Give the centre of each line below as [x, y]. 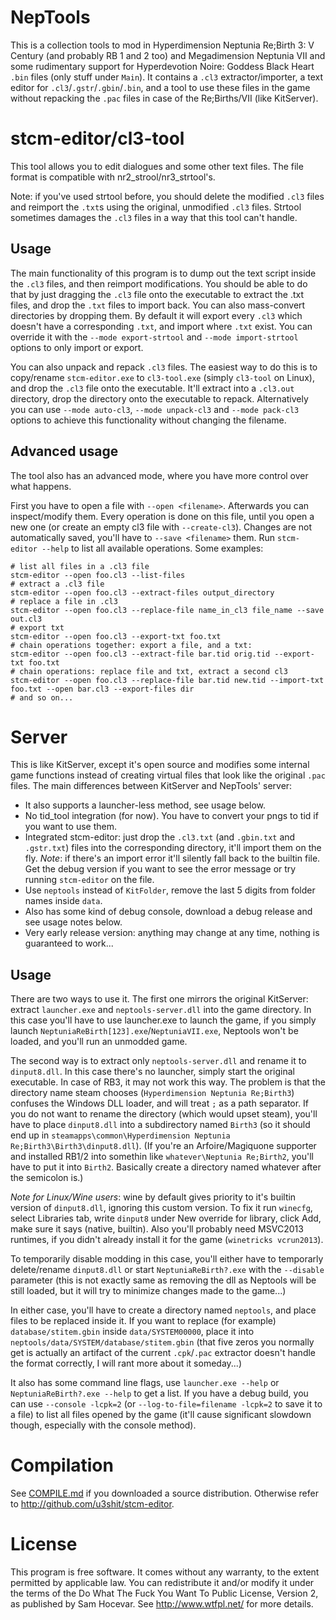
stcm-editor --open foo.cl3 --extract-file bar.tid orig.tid [140, 654]
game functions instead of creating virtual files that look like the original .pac [168, 775]
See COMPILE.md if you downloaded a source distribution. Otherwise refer [164, 1493]
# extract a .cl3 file [57, 584]
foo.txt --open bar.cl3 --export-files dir [102, 689]
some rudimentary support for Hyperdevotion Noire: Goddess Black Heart [162, 66]
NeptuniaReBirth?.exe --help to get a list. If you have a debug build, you [159, 1393]
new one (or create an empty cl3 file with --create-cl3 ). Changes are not [161, 527]
